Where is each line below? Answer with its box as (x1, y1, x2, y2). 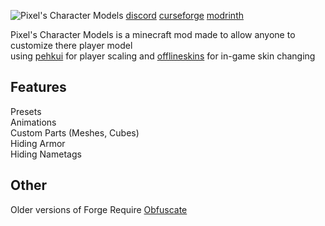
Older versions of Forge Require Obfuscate (10, 203, 188, 215)
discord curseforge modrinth (125, 10, 245, 21)
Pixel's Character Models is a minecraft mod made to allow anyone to (10, 29, 296, 40)
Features (10, 79, 67, 96)
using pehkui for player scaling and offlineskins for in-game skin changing (10, 50, 316, 62)
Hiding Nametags (10, 148, 82, 160)
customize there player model (10, 40, 133, 51)
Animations (10, 116, 57, 128)
